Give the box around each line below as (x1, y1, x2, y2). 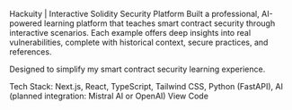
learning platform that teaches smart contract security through (43, 18, 276, 29)
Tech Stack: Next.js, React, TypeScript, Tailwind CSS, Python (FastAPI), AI (9, 81, 283, 91)
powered (9, 18, 42, 29)
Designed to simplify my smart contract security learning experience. (9, 63, 266, 74)
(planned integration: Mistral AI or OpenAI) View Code (9, 90, 209, 101)
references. (9, 47, 52, 57)
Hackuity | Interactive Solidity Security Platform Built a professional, (9, 9, 261, 19)
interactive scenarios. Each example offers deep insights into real (9, 28, 252, 38)
